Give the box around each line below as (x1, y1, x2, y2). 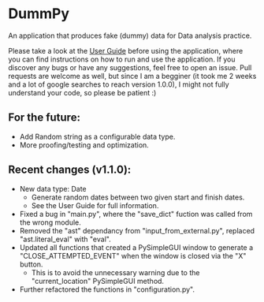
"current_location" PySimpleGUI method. (31, 276, 164, 285)
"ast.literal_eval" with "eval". (19, 234, 112, 244)
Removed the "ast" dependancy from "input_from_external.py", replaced (19, 226, 255, 235)
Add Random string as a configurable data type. (19, 132, 176, 141)
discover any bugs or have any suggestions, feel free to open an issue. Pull (8, 62, 252, 72)
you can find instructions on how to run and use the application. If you (8, 54, 236, 64)
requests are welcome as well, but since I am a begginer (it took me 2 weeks (8, 71, 257, 80)
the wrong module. (19, 218, 81, 227)
